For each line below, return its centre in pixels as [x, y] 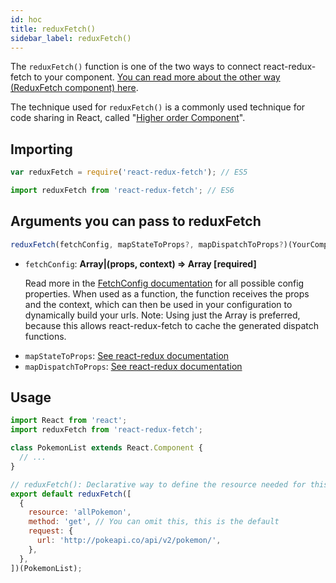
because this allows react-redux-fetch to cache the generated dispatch [171, 325]
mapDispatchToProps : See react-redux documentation [133, 366]
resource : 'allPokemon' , [80, 512]
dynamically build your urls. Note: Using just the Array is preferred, [162, 315]
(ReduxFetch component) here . [74, 88]
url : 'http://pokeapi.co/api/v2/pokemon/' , [129, 541]
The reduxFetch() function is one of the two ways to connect [136, 67]
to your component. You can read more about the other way [157, 77]
